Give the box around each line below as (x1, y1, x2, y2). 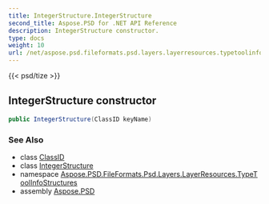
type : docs (8, 34, 45, 42)
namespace (19, 169, 59, 178)
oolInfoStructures (19, 178, 78, 187)
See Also (8, 134, 44, 145)
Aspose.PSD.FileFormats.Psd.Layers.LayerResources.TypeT (60, 169, 258, 178)
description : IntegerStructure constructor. (8, 26, 159, 34)
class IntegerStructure (19, 161, 94, 170)
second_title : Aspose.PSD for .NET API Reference (8, 19, 178, 27)
